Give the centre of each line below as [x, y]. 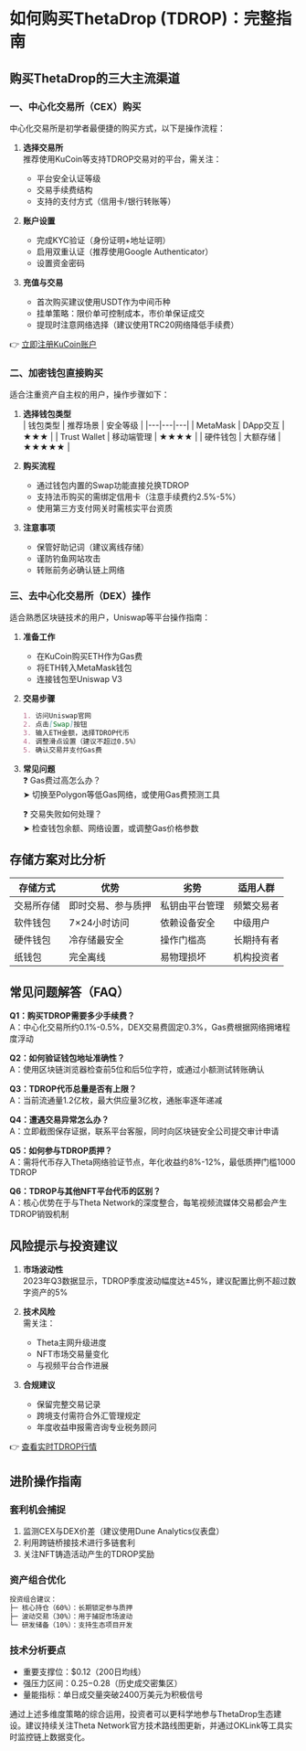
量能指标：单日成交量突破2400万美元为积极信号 [113, 1695]
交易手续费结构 [64, 189]
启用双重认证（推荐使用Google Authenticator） [125, 251]
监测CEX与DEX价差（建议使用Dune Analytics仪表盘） [123, 1531]
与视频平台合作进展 [73, 1366]
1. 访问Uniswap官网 [57, 716]
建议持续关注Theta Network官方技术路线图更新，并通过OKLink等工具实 [159, 1725]
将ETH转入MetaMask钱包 [84, 667]
